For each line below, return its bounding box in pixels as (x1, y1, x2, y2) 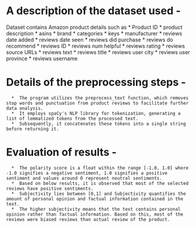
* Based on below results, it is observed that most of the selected (11, 180, 189, 186)
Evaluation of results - (6, 146, 117, 159)
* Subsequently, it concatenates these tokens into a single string (11, 121, 186, 127)
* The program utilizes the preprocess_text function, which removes (11, 95, 189, 101)
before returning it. (6, 125, 60, 132)
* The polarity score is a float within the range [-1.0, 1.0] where (11, 165, 189, 171)
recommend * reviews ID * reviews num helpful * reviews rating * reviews (6, 42, 185, 49)
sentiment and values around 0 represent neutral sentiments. (6, 175, 162, 181)
